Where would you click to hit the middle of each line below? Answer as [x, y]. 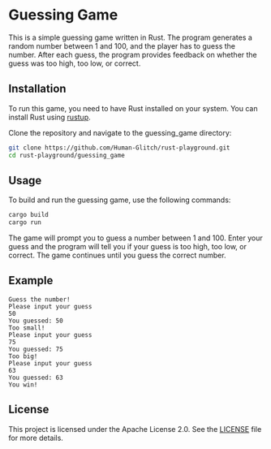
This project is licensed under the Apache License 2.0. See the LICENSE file [135, 429]
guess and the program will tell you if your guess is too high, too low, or [128, 247]
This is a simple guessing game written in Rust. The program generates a [131, 37]
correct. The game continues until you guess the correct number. [117, 255]
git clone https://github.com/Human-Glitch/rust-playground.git [119, 148]
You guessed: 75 [36, 349]
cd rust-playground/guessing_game [67, 155]
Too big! [23, 356]
